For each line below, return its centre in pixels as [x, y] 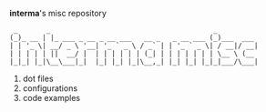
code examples [51, 98]
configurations [50, 88]
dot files [38, 78]
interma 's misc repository [58, 13]
